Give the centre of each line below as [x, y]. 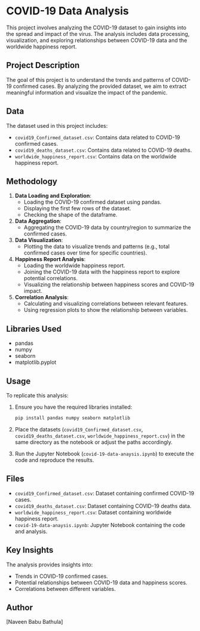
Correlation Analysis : [41, 298]
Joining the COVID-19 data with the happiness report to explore [102, 272]
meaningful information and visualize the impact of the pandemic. [87, 92]
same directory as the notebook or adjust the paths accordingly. [94, 442]
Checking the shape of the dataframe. [70, 215]
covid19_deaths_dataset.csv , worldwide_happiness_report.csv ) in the [100, 436]
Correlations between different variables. [65, 589]
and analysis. [31, 531]
